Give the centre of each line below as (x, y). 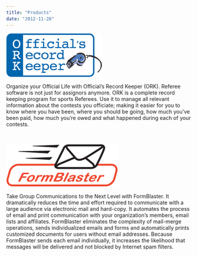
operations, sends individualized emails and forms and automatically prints (98, 227)
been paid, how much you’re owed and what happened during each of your (99, 118)
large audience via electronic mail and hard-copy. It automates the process (98, 208)
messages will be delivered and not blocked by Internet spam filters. (90, 246)
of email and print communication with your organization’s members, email (98, 215)
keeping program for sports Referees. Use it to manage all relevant (88, 99)
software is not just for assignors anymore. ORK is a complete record (91, 93)
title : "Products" (29, 12)
